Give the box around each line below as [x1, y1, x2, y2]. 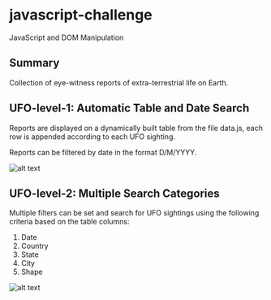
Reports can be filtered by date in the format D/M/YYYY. [9, 147, 197, 157]
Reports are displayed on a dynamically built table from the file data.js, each [9, 123, 263, 133]
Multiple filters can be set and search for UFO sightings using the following [9, 208, 260, 218]
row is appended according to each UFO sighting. [9, 132, 176, 141]
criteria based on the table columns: [9, 217, 130, 227]
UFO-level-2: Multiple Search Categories [9, 186, 220, 200]
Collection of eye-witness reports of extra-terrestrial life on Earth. [9, 77, 229, 87]
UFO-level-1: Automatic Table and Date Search [9, 102, 250, 115]
